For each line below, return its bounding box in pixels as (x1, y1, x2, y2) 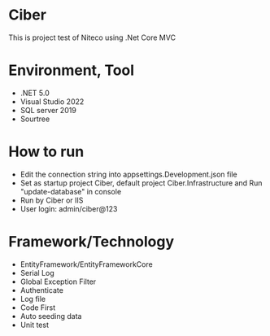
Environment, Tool (8, 61, 135, 80)
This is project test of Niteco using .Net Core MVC (8, 33, 176, 42)
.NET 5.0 (20, 88, 50, 98)
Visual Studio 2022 (20, 96, 85, 107)
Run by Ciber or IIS (20, 195, 84, 205)
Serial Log (20, 268, 54, 277)
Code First (20, 303, 55, 312)
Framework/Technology (8, 233, 175, 251)
